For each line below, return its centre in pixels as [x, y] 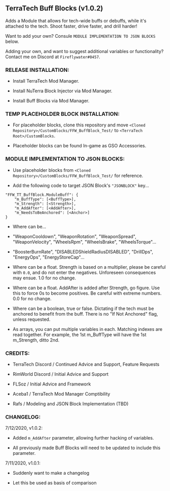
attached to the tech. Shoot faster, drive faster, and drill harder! [71, 26]
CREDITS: [18, 353]
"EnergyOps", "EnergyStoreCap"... [49, 257]
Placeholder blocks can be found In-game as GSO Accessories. [79, 146]
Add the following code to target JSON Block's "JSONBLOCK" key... [81, 185]
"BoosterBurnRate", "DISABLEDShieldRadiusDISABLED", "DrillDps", [83, 251]
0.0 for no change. [32, 298]
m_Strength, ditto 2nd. [36, 340]
